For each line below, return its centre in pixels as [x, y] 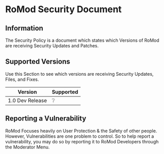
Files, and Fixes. [22, 79]
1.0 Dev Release [27, 100]
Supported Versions [38, 62]
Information [24, 28]
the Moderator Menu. [27, 147]
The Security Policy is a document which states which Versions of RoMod [82, 40]
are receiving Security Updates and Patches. [52, 46]
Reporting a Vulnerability [46, 119]
